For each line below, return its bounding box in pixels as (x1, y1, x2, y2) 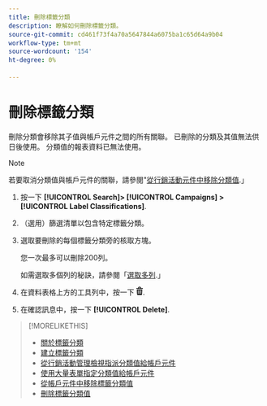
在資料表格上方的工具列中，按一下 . (19, 287, 145, 297)
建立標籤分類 (40, 347, 84, 357)
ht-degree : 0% (8, 56, 57, 64)
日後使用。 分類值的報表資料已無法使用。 (8, 142, 146, 151)
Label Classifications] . (69, 201, 147, 211)
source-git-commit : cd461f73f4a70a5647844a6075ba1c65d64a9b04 (8, 30, 223, 38)
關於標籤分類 (40, 338, 84, 347)
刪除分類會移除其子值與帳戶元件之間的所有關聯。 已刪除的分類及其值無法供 (8, 131, 260, 142)
